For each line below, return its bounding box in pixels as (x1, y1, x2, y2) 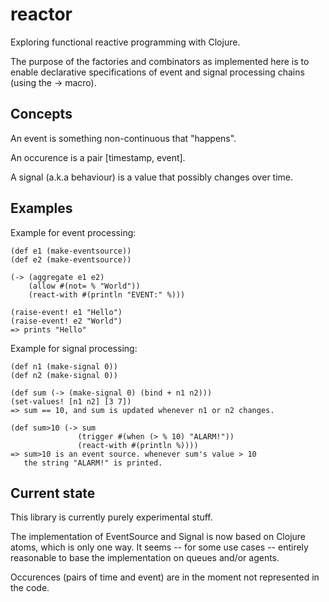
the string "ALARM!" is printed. (23, 458, 163, 468)
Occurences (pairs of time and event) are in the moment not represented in (10, 571, 320, 583)
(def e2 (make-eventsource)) (10, 254, 132, 265)
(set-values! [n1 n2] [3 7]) (10, 396, 132, 407)
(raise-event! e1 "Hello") (10, 307, 123, 317)
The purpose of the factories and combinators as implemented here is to (10, 55, 310, 67)
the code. (10, 582, 50, 594)
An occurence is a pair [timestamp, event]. (10, 151, 186, 163)
